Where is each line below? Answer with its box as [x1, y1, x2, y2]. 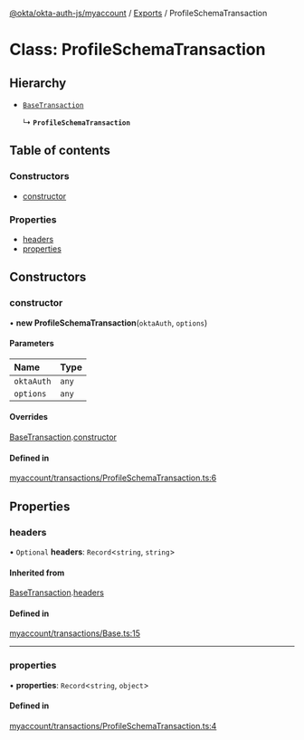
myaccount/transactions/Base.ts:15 [9, 628, 141, 639]
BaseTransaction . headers [9, 587, 104, 598]
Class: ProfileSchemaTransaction [9, 40, 266, 60]
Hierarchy [9, 75, 67, 90]
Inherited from [9, 567, 65, 578]
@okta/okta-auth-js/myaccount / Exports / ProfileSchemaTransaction [9, 8, 268, 18]
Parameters [9, 338, 54, 349]
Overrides [9, 412, 48, 422]
